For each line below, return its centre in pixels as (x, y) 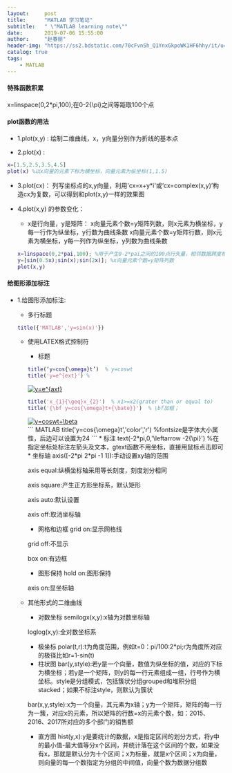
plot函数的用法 (28, 122)
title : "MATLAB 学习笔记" (50, 20)
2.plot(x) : (31, 152)
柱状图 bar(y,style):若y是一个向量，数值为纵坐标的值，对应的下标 (130, 664)
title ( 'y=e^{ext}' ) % (58, 376)
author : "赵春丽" (37, 39)
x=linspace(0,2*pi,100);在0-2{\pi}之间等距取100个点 (80, 104)
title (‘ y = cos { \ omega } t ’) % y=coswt (80, 370)
